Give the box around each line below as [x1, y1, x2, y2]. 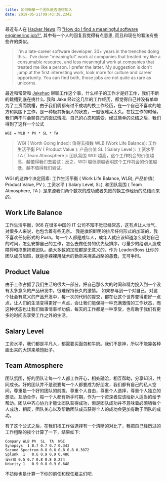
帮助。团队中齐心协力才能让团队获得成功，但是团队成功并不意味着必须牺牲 [5, 400, 157, 406]
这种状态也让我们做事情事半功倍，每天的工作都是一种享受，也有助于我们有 [5, 306, 157, 312]
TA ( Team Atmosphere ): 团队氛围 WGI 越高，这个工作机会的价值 [17, 152, 150, 158]
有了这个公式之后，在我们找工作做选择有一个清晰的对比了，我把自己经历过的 [5, 423, 161, 429]
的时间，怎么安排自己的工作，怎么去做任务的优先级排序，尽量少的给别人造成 [5, 241, 161, 247]
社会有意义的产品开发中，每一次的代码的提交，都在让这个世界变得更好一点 [9, 294, 161, 300]
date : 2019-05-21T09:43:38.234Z [5, 12, 72, 17]
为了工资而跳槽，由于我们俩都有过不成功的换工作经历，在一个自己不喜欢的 [5, 102, 157, 108]
